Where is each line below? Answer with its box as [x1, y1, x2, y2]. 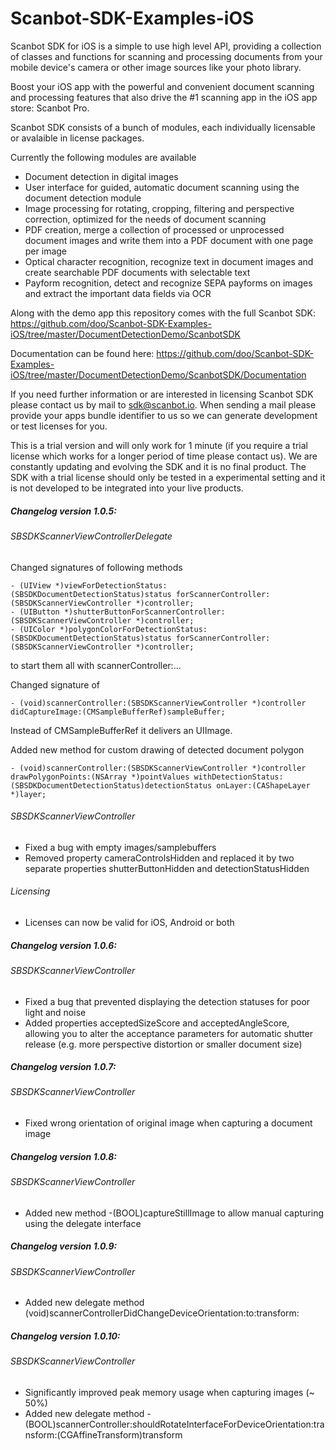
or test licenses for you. [10, 420, 108, 432]
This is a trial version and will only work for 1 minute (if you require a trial [10, 439, 308, 451]
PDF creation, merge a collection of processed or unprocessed [24, 223, 285, 236]
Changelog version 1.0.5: [10, 505, 117, 517]
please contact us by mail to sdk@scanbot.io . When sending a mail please [10, 398, 317, 411]
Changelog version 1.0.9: [10, 1240, 118, 1252]
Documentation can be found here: [10, 347, 155, 359]
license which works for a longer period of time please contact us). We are [10, 450, 318, 462]
